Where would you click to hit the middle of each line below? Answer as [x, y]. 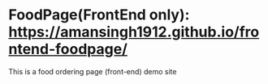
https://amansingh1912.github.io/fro [134, 32]
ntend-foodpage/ [68, 49]
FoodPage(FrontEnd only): [99, 15]
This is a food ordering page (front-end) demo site [93, 71]
